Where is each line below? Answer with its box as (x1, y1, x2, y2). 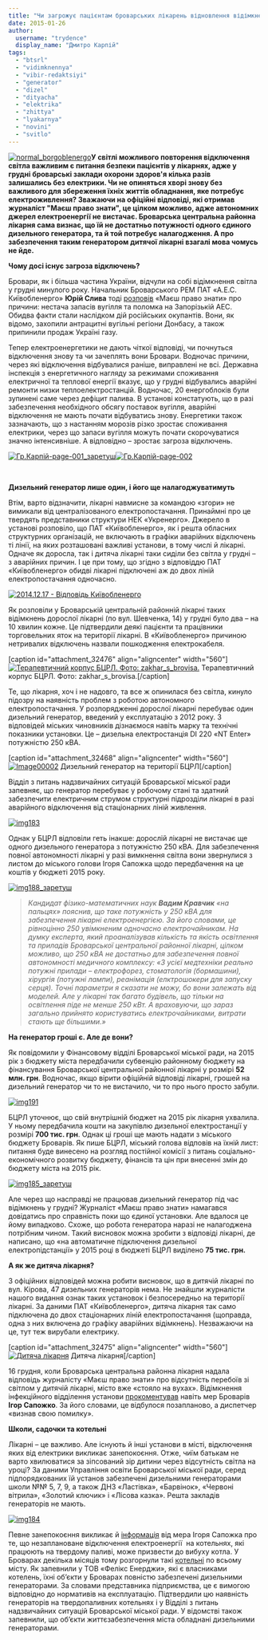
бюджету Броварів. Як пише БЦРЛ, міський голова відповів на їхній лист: (8, 1137, 259, 1147)
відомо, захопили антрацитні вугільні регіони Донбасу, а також (8, 318, 225, 328)
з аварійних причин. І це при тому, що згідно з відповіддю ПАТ (8, 557, 222, 566)
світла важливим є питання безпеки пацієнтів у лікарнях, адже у (8, 160, 237, 170)
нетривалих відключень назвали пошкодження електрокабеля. (8, 639, 225, 649)
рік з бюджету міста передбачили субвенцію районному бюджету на (8, 1056, 246, 1066)
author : (8, 26, 34, 34)
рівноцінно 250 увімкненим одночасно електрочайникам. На (27, 923, 239, 933)
